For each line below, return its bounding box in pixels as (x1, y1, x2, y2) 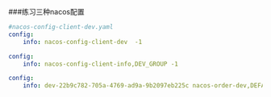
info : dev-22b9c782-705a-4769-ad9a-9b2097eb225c (23, 82, 190, 90)
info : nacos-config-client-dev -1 (23, 38, 143, 46)
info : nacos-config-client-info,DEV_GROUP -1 (23, 59, 179, 68)
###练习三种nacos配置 (8, 7, 85, 16)
